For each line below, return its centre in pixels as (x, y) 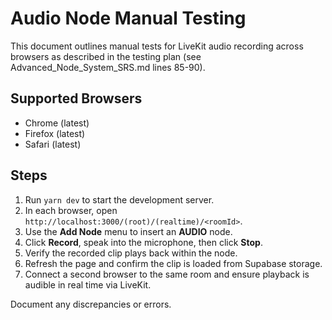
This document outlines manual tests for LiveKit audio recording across (157, 46)
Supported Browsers (76, 98)
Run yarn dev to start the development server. (119, 199)
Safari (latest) (53, 144)
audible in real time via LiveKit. (88, 284)
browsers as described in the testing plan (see (106, 56)
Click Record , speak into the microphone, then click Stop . (143, 242)
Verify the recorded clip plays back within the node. (131, 253)
